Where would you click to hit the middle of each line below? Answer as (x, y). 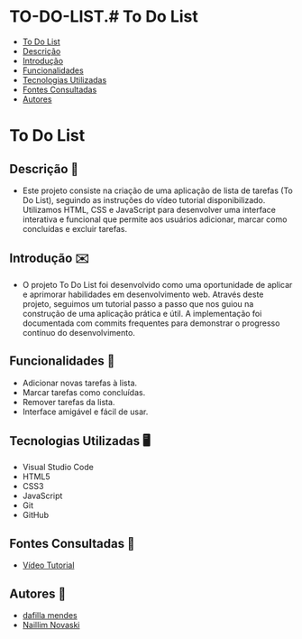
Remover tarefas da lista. (69, 402)
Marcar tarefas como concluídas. (84, 392)
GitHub (36, 515)
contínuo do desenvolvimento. (78, 332)
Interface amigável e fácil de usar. (85, 412)
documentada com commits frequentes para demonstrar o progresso (151, 323)
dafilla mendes (50, 615)
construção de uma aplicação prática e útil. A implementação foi (142, 313)
